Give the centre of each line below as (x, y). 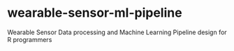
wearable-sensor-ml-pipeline (95, 13)
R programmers (30, 39)
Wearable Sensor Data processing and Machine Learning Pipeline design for (117, 32)
